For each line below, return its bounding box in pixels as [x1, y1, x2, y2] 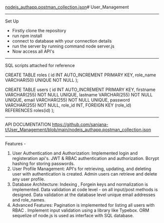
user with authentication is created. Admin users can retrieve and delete [12, 171, 157, 177]
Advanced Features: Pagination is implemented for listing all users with [12, 202, 155, 208]
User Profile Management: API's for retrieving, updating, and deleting [12, 166, 151, 172]
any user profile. [12, 176, 45, 182]
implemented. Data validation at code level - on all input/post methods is [12, 187, 158, 192]
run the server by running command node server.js [12, 44, 115, 49]
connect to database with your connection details [12, 38, 112, 44]
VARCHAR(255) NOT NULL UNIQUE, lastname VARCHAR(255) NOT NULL [5, 92, 153, 97]
